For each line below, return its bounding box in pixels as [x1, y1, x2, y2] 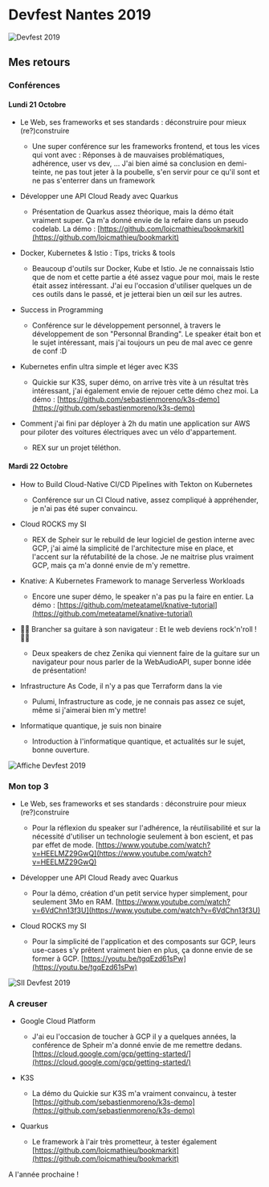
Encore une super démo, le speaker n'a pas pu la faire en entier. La [31, 591, 255, 601]
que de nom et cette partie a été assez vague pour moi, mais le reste [31, 272, 259, 282]
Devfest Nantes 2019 [8, 6, 152, 24]
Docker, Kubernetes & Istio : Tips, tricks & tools [19, 248, 176, 258]
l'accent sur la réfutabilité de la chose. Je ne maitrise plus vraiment [31, 551, 255, 561]
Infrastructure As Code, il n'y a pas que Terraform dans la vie [19, 681, 222, 690]
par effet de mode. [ [31, 839, 99, 850]
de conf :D [31, 346, 67, 356]
